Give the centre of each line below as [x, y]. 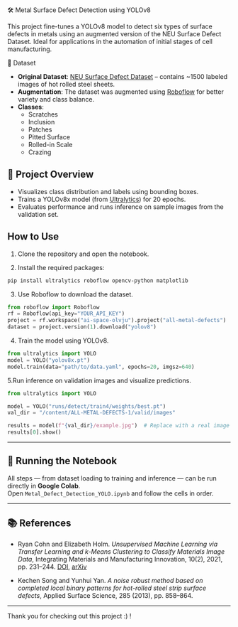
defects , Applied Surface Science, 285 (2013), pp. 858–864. [105, 595]
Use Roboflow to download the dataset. [75, 294]
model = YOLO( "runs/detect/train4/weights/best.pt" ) [87, 406]
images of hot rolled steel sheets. [66, 84]
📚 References [39, 524]
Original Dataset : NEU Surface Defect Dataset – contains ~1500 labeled [123, 76]
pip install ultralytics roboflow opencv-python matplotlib [98, 280]
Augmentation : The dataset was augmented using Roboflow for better [121, 92]
